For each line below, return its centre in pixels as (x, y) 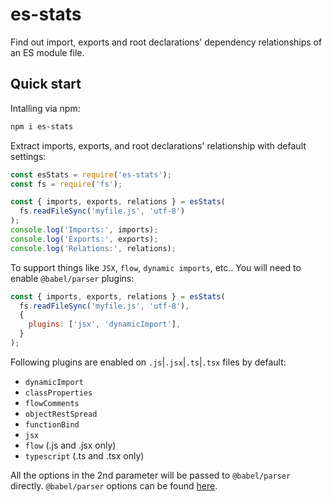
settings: (28, 156)
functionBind (52, 424)
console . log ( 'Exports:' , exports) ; (84, 239)
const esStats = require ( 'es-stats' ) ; (91, 174)
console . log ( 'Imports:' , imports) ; (84, 230)
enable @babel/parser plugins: (72, 278)
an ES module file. (47, 52)
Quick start (46, 84)
